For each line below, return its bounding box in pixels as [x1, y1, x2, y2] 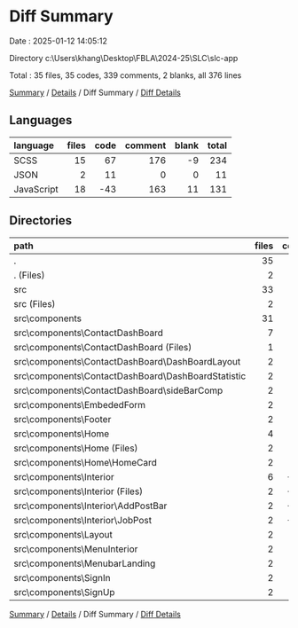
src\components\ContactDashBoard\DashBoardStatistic [13, 370, 247, 382]
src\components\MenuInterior [13, 543, 138, 555]
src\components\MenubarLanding [13, 557, 156, 569]
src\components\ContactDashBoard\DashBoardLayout [13, 355, 241, 367]
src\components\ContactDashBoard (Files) [13, 341, 192, 353]
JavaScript [13, 183, 59, 195]
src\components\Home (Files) [13, 442, 138, 454]
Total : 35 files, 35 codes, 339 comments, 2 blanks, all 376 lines [9, 69, 242, 81]
